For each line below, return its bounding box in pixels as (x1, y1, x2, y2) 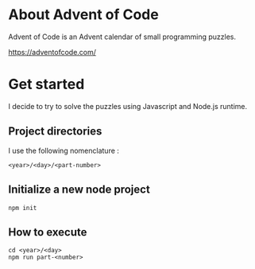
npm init (8, 204, 37, 212)
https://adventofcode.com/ (8, 47, 97, 57)
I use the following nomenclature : (8, 146, 119, 155)
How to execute (8, 225, 87, 239)
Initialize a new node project (8, 183, 151, 197)
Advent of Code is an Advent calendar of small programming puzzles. (8, 32, 237, 41)
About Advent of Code (8, 6, 159, 24)
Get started (8, 76, 85, 93)
